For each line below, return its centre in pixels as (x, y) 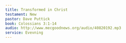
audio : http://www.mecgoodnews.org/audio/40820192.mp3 (63, 28)
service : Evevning (24, 33)
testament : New (21, 14)
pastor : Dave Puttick (28, 19)
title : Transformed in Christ (37, 10)
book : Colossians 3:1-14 (31, 23)
